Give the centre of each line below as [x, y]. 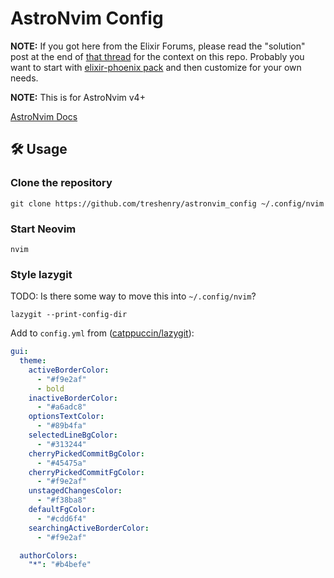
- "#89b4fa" [61, 426]
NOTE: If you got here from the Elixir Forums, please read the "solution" [158, 46]
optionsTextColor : [66, 417]
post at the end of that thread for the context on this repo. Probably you [157, 56]
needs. [24, 78]
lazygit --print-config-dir [69, 315]
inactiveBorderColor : [73, 398]
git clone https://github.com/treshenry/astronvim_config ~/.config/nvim [167, 203]
